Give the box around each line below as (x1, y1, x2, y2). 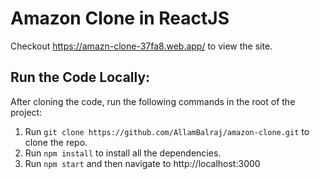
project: (10, 106, 43, 118)
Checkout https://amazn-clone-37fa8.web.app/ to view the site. (10, 40, 273, 52)
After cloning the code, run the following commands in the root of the (10, 95, 296, 107)
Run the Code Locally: (10, 69, 151, 86)
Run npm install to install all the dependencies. (24, 147, 222, 159)
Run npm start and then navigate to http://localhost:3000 (24, 157, 261, 169)
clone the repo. (24, 136, 88, 148)
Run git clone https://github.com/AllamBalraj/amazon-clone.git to (24, 125, 310, 137)
